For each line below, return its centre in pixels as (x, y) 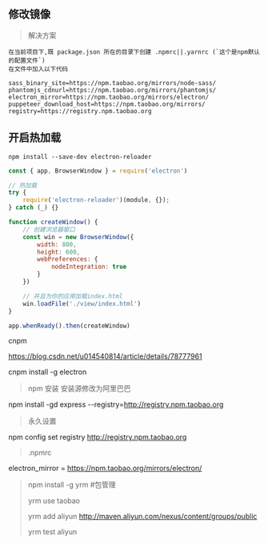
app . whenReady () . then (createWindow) (69, 326)
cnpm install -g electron (48, 372)
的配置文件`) (27, 60)
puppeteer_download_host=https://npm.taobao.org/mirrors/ (107, 104)
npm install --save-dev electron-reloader (80, 156)
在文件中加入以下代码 (38, 69)
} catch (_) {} (34, 208)
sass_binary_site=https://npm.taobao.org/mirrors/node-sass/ (112, 83)
